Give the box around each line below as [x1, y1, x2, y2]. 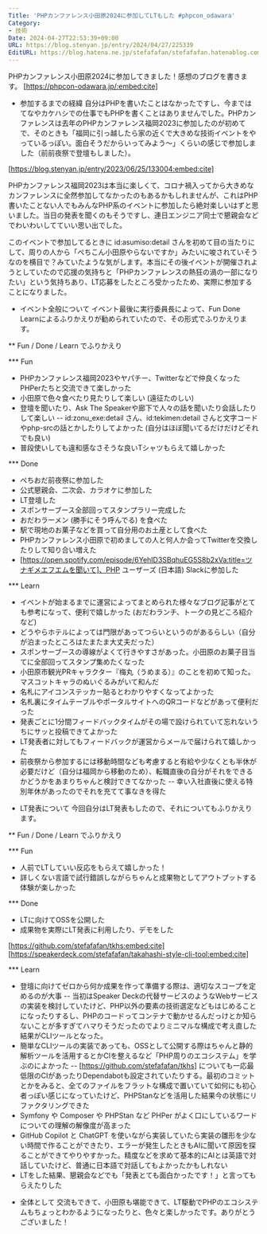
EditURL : [8, 49, 37, 57]
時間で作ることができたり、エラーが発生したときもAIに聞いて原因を [26, 1141, 250, 1150]
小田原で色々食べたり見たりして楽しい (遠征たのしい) [19, 394, 195, 402]
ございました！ [19, 1217, 69, 1227]
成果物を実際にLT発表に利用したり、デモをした [19, 925, 174, 934]
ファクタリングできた [19, 1101, 90, 1110]
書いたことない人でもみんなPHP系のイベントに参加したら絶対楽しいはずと [8, 201, 252, 210]
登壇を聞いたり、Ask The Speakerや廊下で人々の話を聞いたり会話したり [19, 403, 257, 413]
